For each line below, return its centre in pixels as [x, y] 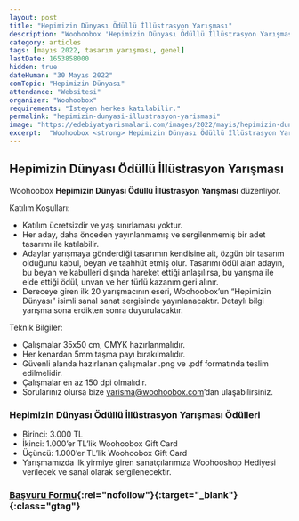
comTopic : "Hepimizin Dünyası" [67, 84]
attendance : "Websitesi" [55, 92]
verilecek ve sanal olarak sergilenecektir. [97, 471]
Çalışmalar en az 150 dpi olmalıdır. [84, 382]
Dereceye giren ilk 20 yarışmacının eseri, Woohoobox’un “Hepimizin [146, 291]
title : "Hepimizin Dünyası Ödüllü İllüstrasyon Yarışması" [121, 26]
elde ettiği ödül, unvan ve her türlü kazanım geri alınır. [120, 282]
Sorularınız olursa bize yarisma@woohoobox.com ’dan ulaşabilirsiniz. [147, 391]
